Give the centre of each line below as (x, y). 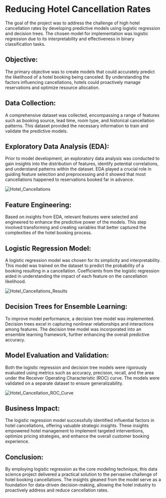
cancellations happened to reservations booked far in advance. (70, 179)
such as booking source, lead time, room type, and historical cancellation (80, 120)
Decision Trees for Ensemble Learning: (66, 307)
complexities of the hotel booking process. (49, 233)
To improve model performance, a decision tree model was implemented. (80, 319)
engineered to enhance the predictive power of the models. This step (76, 222)
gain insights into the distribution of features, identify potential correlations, (82, 164)
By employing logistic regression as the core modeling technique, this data (81, 469)
